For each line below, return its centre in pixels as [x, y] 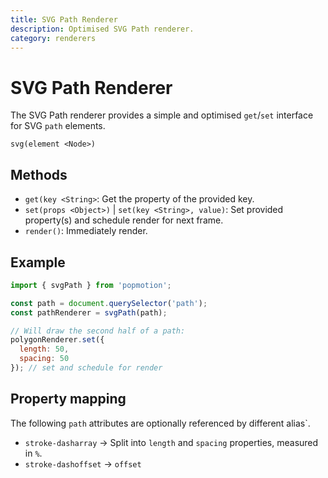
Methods [39, 174]
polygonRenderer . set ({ [57, 340]
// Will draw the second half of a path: [98, 331]
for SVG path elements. [58, 126]
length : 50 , [44, 349]
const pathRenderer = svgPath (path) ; [89, 312]
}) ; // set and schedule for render [86, 368]
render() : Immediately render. [86, 231]
